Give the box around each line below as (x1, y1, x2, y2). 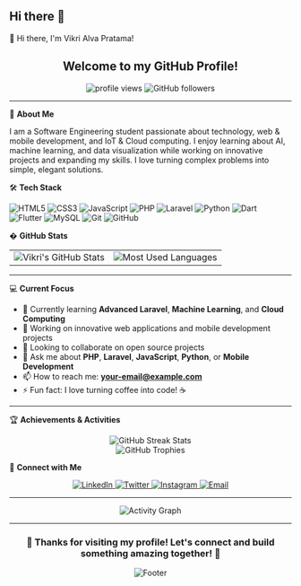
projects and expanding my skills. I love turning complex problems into (9, 154, 270, 165)
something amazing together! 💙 (80, 547, 221, 559)
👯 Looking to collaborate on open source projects (21, 342, 205, 353)
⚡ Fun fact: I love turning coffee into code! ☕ (21, 384, 186, 395)
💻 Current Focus (9, 283, 74, 293)
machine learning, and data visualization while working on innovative (9, 144, 263, 155)
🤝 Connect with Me (9, 461, 82, 472)
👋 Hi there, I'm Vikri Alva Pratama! (9, 32, 134, 43)
